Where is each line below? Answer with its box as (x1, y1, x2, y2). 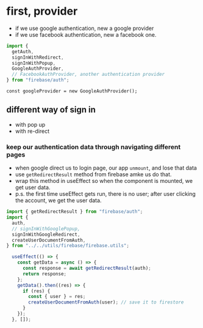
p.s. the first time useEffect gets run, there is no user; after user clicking (15, 190, 196, 198)
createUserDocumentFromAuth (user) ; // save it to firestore (28, 299, 184, 305)
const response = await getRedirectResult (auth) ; (22, 265, 151, 272)
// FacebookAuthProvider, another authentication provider (12, 72, 165, 78)
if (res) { (22, 288, 51, 294)
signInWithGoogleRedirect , (12, 231, 80, 237)
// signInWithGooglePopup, (12, 225, 80, 232)
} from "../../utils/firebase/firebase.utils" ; (6, 243, 130, 249)
